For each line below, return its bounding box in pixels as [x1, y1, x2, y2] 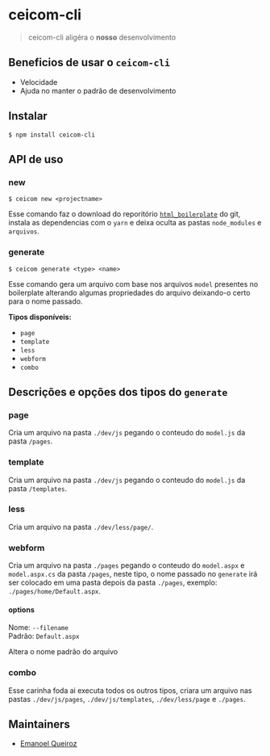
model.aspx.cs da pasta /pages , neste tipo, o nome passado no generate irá [8, 569, 258, 579]
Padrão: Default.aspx [8, 632, 80, 641]
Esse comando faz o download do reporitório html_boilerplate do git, [8, 209, 241, 219]
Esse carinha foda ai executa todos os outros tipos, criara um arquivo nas [8, 685, 252, 695]
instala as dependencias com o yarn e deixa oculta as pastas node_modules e [8, 218, 262, 228]
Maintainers [8, 717, 71, 732]
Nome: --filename [8, 623, 69, 632]
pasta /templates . [8, 483, 68, 493]
